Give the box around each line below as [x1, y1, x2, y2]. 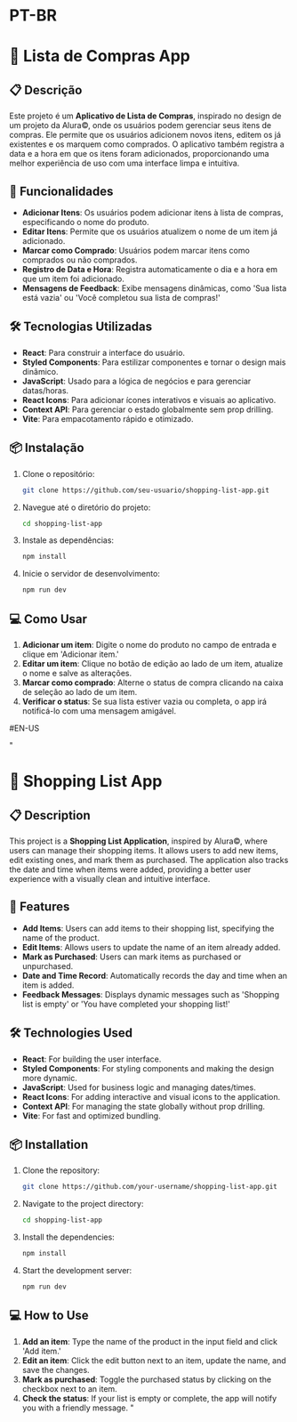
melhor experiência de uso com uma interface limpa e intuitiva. [9, 158, 240, 169]
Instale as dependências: [21, 535, 114, 545]
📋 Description [9, 807, 91, 823]
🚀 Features [9, 900, 70, 915]
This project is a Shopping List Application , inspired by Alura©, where [9, 836, 269, 846]
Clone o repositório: [21, 468, 95, 479]
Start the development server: [21, 1265, 132, 1275]
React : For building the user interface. [21, 1054, 162, 1064]
